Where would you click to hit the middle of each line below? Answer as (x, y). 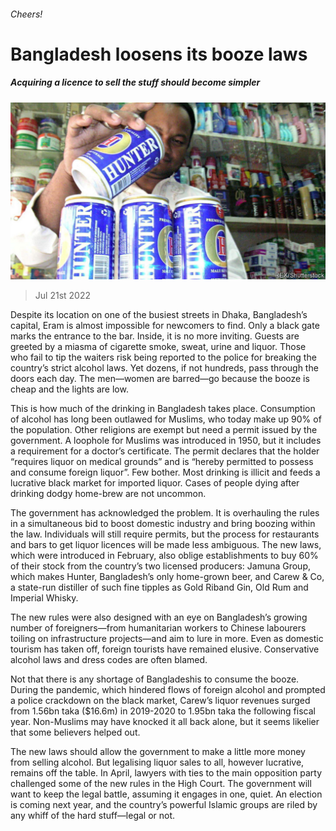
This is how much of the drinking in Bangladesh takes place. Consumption (163, 409)
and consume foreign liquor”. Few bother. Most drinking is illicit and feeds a (165, 472)
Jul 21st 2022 (62, 296)
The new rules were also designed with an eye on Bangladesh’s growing (159, 617)
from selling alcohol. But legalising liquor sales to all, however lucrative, (157, 762)
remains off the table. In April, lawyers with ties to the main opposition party (166, 773)
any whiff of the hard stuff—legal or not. (93, 816)
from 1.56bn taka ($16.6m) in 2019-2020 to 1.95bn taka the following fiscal (163, 711)
